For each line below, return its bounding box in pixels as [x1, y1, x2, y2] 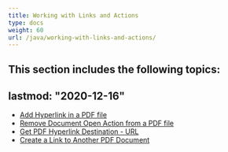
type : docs [8, 19, 44, 27]
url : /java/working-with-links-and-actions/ [8, 33, 156, 42]
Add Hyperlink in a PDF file [19, 110, 108, 120]
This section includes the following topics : [8, 62, 221, 76]
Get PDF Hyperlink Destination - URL [19, 127, 139, 136]
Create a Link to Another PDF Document [19, 135, 150, 145]
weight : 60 [8, 26, 44, 34]
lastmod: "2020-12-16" [8, 90, 126, 103]
